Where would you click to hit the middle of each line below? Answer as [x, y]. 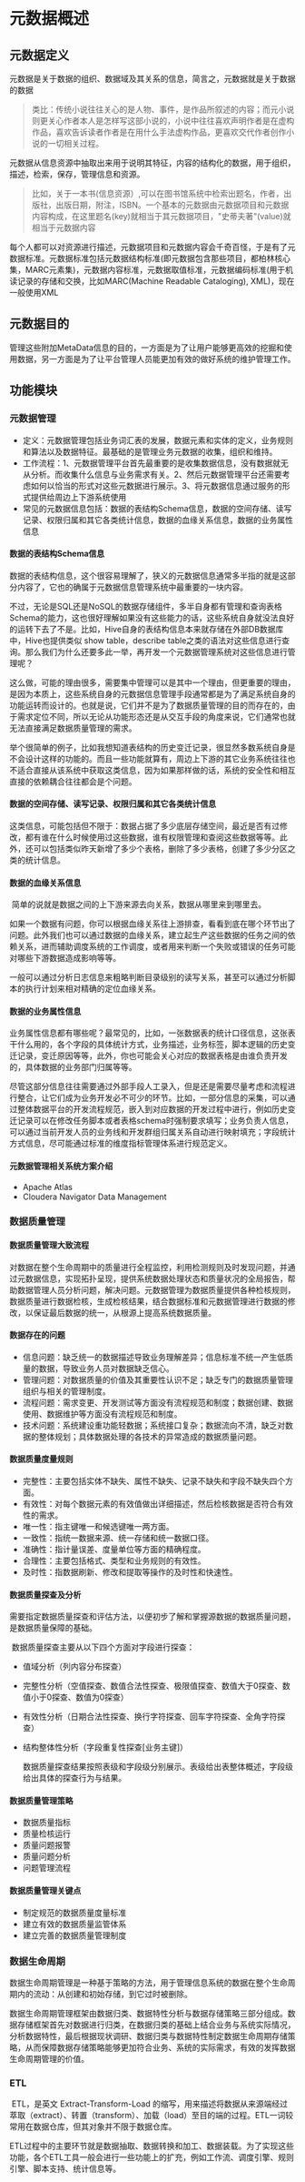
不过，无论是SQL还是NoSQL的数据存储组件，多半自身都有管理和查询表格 [146, 606]
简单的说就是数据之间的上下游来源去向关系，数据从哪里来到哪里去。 [138, 904]
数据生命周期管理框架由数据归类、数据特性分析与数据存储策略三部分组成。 [148, 2013]
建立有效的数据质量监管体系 [74, 1924]
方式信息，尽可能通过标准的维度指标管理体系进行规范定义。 [121, 1144]
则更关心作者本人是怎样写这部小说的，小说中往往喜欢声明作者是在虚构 [163, 121]
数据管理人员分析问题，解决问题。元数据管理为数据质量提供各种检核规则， [156, 1289]
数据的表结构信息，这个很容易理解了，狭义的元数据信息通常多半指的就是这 [148, 575]
